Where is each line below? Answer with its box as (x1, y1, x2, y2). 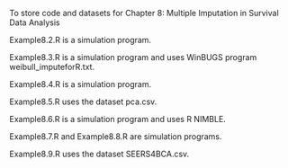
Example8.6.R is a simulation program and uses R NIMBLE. (9, 114, 227, 124)
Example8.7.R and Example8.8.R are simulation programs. (9, 131, 222, 142)
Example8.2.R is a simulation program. (9, 35, 151, 45)
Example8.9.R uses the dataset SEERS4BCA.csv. (9, 148, 190, 159)
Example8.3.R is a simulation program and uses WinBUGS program (9, 52, 257, 62)
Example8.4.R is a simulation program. (9, 79, 151, 89)
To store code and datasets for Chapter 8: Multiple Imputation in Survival (9, 8, 279, 18)
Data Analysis (9, 17, 60, 28)
